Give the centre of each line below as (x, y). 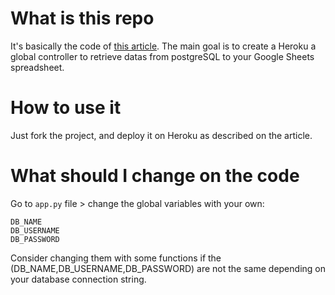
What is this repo (82, 18)
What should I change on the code (155, 176)
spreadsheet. (37, 67)
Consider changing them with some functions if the (116, 258)
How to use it (66, 108)
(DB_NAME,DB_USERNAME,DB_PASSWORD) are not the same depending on (168, 268)
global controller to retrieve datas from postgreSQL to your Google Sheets (162, 56)
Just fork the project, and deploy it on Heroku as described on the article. (161, 135)
